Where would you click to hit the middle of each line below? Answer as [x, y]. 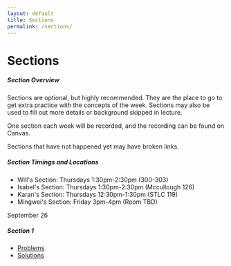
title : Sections [30, 20]
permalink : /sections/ [40, 26]
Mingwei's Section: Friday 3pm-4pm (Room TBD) [87, 202]
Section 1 [21, 231]
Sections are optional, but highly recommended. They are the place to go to [115, 97]
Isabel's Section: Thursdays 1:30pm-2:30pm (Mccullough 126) [106, 187]
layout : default [30, 13]
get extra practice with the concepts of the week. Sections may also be [109, 105]
